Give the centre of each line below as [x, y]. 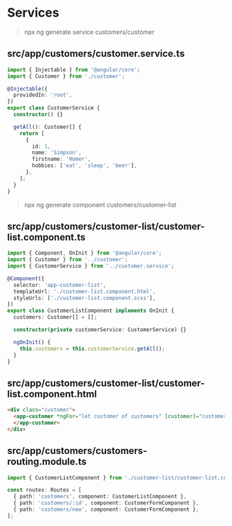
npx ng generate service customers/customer [89, 32]
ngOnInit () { [32, 342]
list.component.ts [47, 237]
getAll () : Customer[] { [47, 127]
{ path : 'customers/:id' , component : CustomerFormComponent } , [106, 503]
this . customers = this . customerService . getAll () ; [93, 349]
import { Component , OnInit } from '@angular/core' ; [85, 253]
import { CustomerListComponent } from [65, 477]
